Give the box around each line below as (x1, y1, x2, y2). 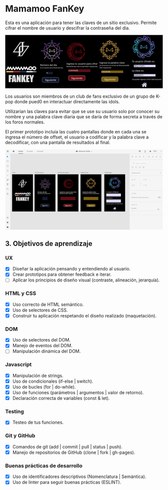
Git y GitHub (5, 432, 35, 439)
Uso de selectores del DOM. (12, 337, 71, 343)
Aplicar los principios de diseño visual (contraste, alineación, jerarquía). (12, 277, 160, 283)
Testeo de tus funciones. (12, 419, 64, 425)
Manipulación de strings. (12, 372, 63, 379)
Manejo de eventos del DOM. (12, 343, 72, 349)
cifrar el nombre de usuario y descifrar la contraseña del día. (5, 25, 130, 31)
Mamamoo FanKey (5, 3, 84, 15)
